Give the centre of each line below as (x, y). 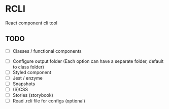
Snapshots (24, 84)
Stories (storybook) (33, 95)
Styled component (32, 72)
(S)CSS (20, 90)
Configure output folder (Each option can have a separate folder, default (88, 61)
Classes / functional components (47, 51)
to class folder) (28, 67)
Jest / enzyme (28, 78)
